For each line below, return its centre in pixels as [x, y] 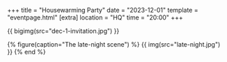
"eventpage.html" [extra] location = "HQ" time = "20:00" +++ [95, 17]
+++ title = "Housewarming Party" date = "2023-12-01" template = [103, 10]
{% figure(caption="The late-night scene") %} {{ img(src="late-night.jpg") [114, 44]
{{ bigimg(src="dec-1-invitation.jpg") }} [63, 31]
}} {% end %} [27, 52]
